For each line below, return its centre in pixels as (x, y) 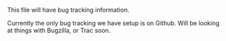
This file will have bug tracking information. (68, 10)
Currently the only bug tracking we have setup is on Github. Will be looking (113, 23)
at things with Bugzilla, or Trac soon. (59, 30)
